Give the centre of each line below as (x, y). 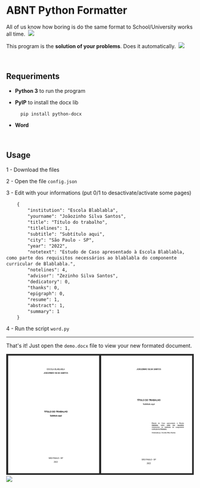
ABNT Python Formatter (67, 10)
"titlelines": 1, (49, 228)
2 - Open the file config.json (42, 181)
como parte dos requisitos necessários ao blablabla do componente (92, 258)
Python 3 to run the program (50, 90)
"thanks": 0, (44, 287)
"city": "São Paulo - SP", (61, 240)
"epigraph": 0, (46, 293)
